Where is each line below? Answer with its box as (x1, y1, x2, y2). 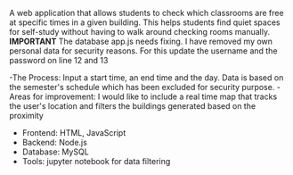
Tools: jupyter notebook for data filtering (21, 156, 171, 166)
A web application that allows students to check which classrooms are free (9, 8, 284, 18)
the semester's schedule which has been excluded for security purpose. (9, 82, 275, 92)
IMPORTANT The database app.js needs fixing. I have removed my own (9, 36, 273, 46)
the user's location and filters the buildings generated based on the (9, 101, 256, 111)
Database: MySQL (21, 146, 89, 157)
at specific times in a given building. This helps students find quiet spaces (9, 17, 281, 28)
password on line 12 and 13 (9, 55, 109, 65)
